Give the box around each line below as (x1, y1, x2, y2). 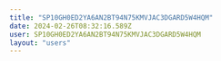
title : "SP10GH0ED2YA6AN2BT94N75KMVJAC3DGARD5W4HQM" (9, 13, 214, 22)
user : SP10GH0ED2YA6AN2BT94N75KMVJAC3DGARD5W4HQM (9, 30, 202, 39)
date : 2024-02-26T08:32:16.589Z (9, 22, 132, 30)
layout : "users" (9, 38, 71, 48)
